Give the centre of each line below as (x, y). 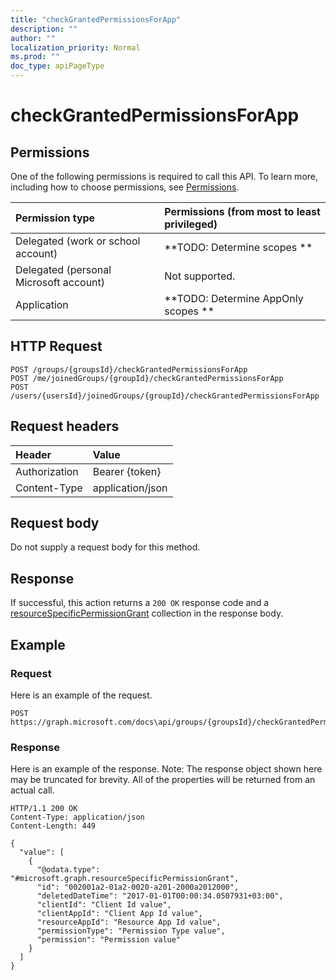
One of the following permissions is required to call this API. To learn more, (164, 176)
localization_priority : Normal (75, 47)
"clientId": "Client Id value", (104, 905)
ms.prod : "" (35, 57)
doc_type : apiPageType (57, 66)
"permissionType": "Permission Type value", (131, 931)
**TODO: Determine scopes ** (238, 247)
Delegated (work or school (78, 241)
